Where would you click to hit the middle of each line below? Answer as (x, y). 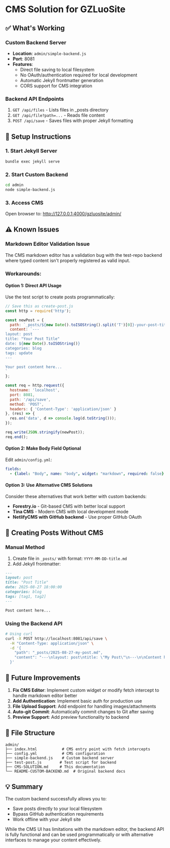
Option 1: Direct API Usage (33, 286)
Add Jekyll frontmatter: (37, 564)
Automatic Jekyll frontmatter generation (62, 80)
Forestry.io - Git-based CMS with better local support (69, 506)
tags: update (19, 353)
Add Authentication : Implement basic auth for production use (77, 701)
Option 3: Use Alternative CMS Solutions (49, 485)
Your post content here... (34, 367)
